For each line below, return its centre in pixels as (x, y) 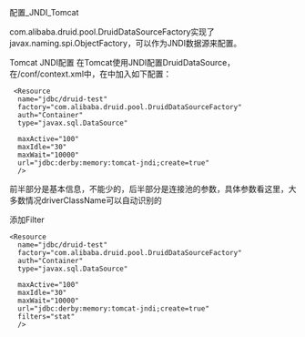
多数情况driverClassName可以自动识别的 (86, 200)
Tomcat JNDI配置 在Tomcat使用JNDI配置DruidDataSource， (122, 62)
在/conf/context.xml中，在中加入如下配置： (91, 74)
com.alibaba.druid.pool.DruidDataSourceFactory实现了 (112, 32)
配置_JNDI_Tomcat (44, 12)
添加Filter (27, 220)
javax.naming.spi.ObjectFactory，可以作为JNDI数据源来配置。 (126, 43)
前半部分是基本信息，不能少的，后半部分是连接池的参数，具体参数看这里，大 (153, 189)
